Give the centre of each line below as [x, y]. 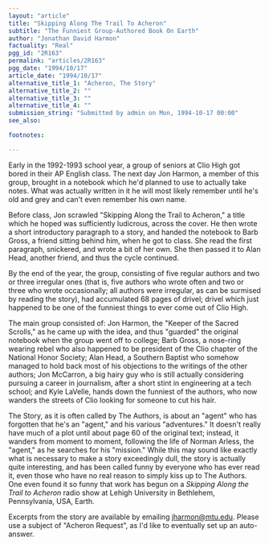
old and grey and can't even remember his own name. [98, 199]
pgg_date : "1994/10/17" [48, 68]
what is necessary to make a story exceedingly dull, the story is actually [127, 458]
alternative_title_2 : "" [50, 91]
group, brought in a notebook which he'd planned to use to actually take [127, 182]
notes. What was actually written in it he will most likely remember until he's [133, 191]
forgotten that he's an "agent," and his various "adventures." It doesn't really [134, 424]
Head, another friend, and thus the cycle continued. [94, 258]
